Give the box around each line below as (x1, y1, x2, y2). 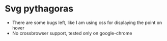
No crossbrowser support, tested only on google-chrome (12, 30, 132, 36)
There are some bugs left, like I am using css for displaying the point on (12, 19, 162, 25)
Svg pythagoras (5, 3, 74, 14)
